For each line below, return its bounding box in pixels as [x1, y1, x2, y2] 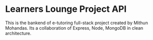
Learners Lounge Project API [5, 3, 126, 15]
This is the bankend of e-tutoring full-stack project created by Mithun [5, 20, 148, 26]
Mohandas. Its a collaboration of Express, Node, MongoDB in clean [5, 25, 143, 31]
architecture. [5, 30, 31, 36]
